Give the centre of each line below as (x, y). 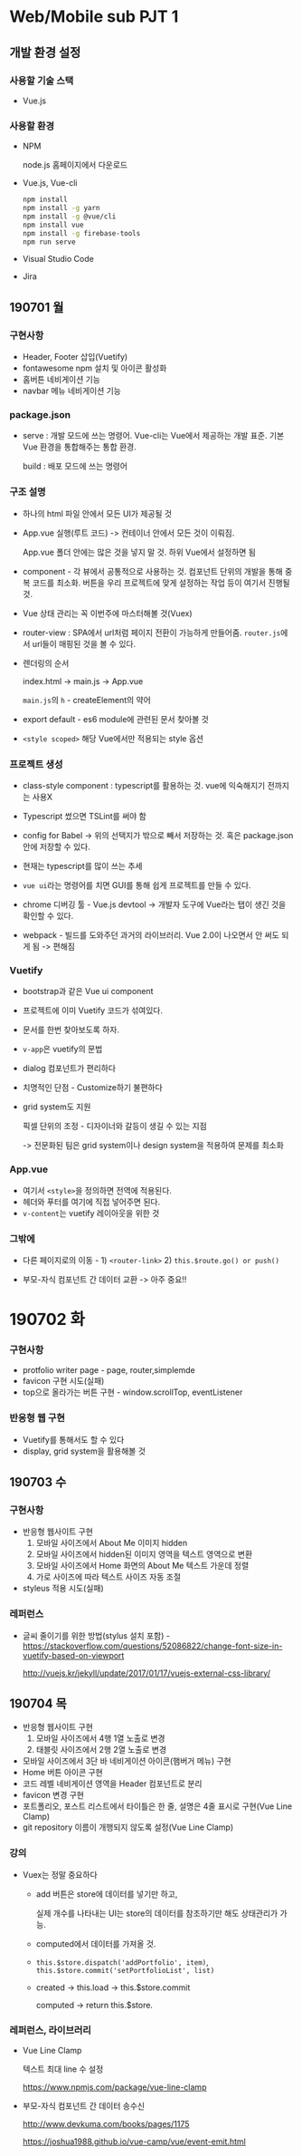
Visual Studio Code (58, 259)
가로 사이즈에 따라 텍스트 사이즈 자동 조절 (109, 1577)
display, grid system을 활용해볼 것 (84, 1451)
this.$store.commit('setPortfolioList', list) (125, 1970)
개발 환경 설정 (45, 52)
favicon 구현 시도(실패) (63, 1381)
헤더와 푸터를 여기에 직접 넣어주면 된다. (91, 1202)
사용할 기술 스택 (42, 81)
